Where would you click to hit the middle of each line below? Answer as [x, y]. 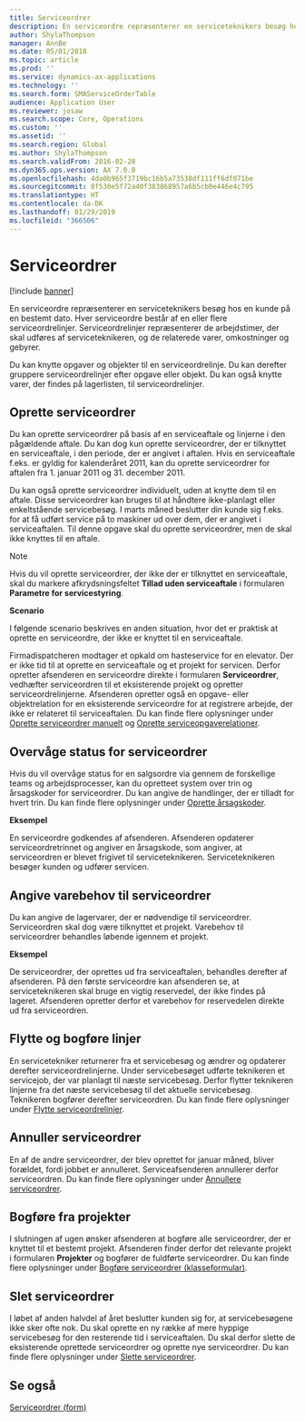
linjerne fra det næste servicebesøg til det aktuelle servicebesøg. [131, 1089]
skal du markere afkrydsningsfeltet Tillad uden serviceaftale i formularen [147, 583]
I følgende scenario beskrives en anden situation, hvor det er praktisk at [144, 629]
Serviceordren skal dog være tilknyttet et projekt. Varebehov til [127, 927]
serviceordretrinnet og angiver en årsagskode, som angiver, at [126, 848]
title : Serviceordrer [50, 18]
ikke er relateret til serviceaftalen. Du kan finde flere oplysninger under [142, 713]
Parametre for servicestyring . [67, 593]
